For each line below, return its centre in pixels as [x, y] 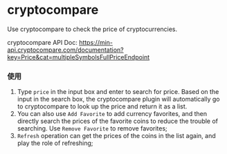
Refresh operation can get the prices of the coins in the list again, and [116, 136]
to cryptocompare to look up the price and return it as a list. [102, 106]
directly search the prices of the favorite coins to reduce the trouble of [118, 121]
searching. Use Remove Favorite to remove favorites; [92, 128]
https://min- [96, 42]
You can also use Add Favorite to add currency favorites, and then [112, 114]
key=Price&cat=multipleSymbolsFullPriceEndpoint [79, 57]
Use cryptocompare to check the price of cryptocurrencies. [92, 29]
